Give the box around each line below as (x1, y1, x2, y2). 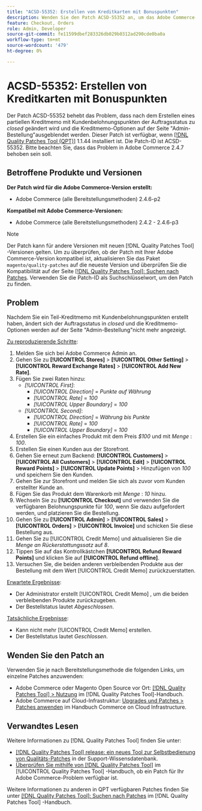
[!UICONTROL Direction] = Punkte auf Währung (33, 388, 152, 395)
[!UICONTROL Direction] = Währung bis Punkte (33, 413, 150, 421)
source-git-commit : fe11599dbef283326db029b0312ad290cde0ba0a (7, 31, 165, 37)
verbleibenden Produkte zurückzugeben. (15, 597, 117, 604)
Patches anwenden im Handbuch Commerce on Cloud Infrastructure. (15, 703, 187, 711)
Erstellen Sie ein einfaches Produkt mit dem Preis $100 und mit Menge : (15, 433, 192, 440)
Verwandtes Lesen (7, 721, 79, 731)
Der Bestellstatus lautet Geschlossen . (15, 633, 108, 640)
